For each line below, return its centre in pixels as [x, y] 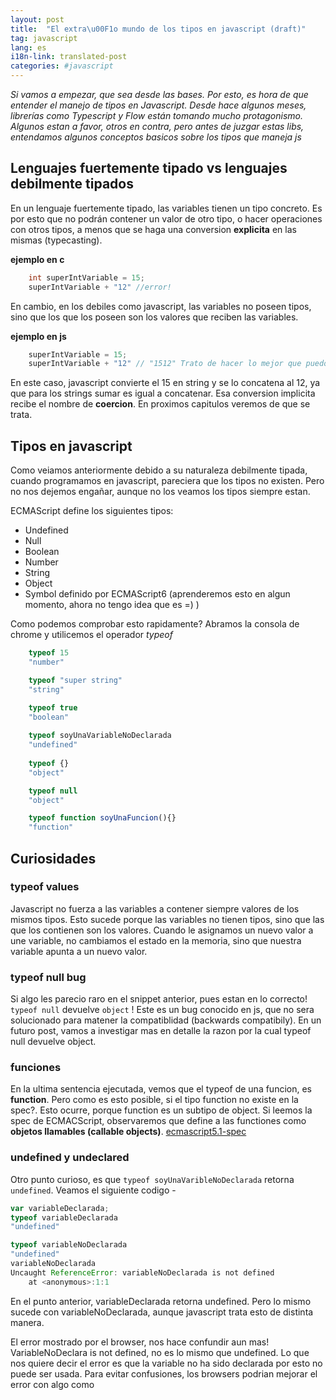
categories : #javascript [62, 66]
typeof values [45, 887]
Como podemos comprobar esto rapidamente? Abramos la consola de [155, 624]
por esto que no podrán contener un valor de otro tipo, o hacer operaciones [166, 218]
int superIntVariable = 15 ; [86, 277]
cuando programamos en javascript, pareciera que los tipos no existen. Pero [167, 481]
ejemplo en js [38, 336]
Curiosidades [53, 858]
